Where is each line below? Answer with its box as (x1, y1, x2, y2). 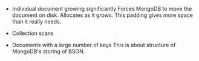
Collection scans (11, 30, 54, 37)
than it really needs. (11, 18, 62, 25)
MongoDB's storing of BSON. (11, 48, 85, 55)
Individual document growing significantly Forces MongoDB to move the (11, 5, 192, 12)
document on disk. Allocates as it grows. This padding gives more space (11, 11, 194, 19)
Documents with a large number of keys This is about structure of (11, 42, 176, 48)
